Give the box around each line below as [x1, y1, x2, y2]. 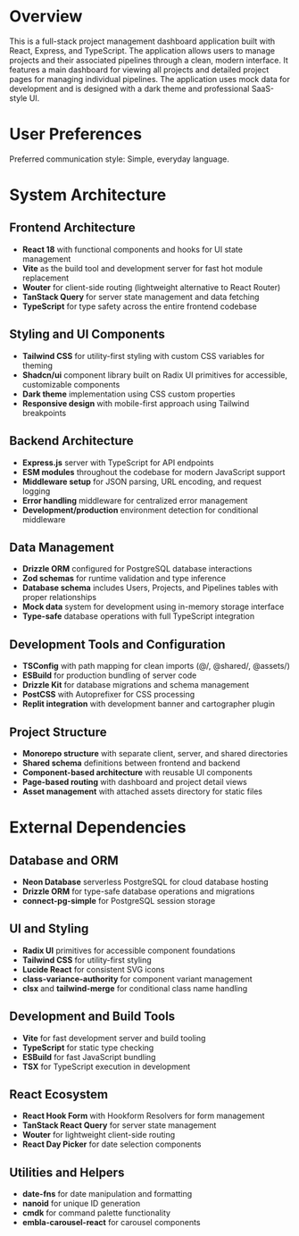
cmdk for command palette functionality [21, 1207, 171, 1218]
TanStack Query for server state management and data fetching [21, 291, 260, 302]
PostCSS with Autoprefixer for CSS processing [21, 689, 195, 700]
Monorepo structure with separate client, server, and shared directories [21, 747, 288, 758]
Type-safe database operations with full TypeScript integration [21, 611, 255, 622]
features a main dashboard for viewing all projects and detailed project [9, 64, 270, 75]
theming [21, 360, 54, 371]
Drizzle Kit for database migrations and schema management [21, 680, 250, 690]
